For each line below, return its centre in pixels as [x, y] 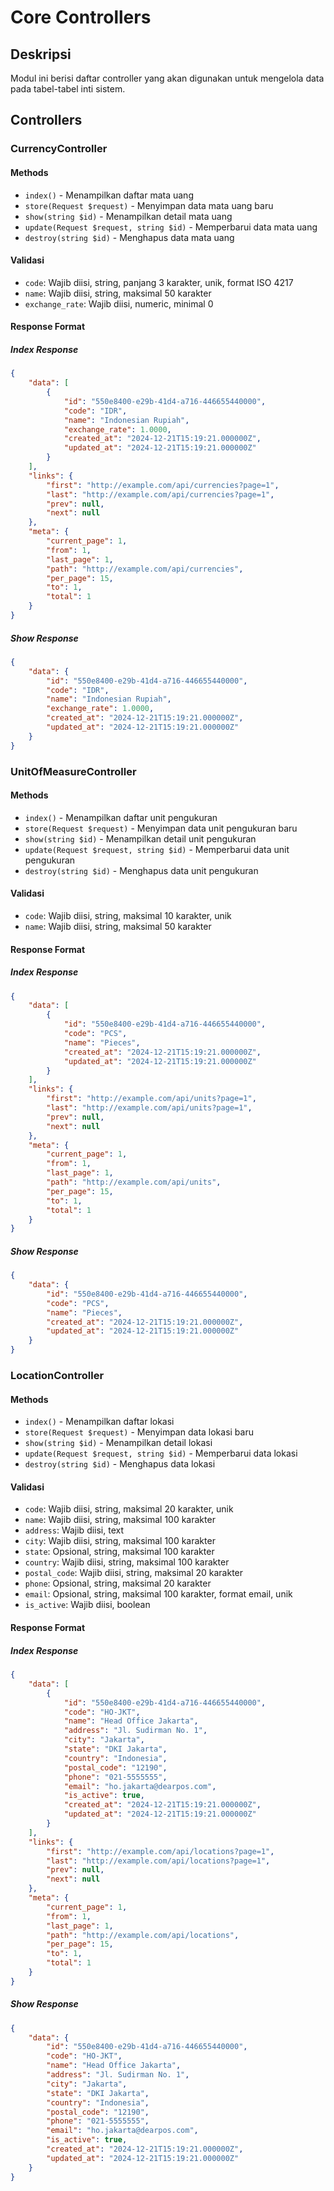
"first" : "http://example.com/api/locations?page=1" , [160, 1851]
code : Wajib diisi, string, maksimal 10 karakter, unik [128, 915]
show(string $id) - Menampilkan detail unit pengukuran [140, 838]
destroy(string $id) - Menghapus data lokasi [120, 1464]
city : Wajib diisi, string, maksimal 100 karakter [120, 1541]
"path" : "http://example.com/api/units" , [134, 1182]
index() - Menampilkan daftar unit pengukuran [121, 817]
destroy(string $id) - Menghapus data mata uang [129, 237]
